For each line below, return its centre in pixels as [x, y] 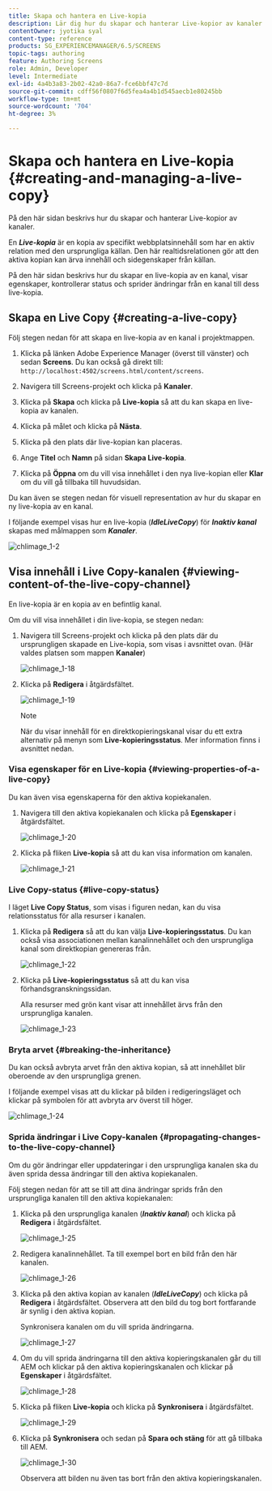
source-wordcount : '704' [50, 106]
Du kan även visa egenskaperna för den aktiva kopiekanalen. [110, 797]
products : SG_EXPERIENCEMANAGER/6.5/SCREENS [85, 46]
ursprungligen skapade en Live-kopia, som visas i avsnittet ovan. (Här [136, 644]
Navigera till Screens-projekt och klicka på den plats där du [119, 635]
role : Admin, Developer [49, 69]
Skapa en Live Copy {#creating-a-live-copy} [123, 318]
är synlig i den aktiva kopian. [68, 1311]
